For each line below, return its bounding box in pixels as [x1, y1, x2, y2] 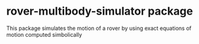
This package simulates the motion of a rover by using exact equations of [6, 24, 192, 32]
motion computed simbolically [6, 31, 83, 38]
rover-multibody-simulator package [6, 4, 193, 18]
